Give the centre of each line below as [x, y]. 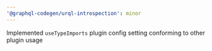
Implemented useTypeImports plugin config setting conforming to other [106, 33]
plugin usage [25, 40]
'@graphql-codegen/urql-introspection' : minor [74, 13]
